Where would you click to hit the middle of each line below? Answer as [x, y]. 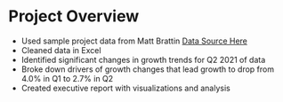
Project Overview [74, 16]
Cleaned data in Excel [61, 50]
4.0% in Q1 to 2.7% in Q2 [67, 78]
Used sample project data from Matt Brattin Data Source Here [134, 41]
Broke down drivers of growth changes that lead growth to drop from [148, 69]
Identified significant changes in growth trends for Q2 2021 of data [143, 59]
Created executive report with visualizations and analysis [125, 88]
